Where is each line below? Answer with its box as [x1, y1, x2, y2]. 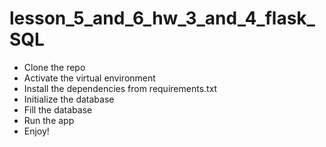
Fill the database [23, 103, 93, 116]
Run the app [23, 114, 75, 126]
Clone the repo [23, 61, 86, 73]
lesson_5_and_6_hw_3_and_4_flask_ [9, 7, 316, 30]
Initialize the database [23, 93, 115, 105]
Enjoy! [23, 125, 50, 137]
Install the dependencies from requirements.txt [23, 82, 218, 94]
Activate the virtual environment [23, 72, 156, 84]
